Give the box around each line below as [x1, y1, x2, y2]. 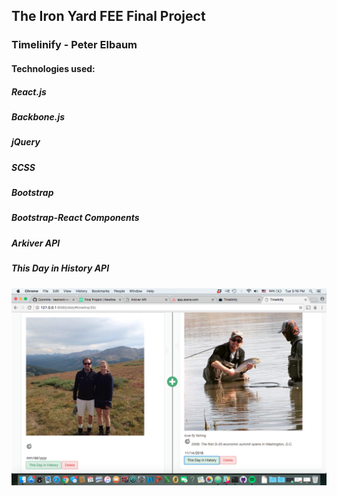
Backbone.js [11, 110, 66, 123]
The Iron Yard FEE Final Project [11, 8, 206, 25]
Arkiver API [11, 237, 61, 249]
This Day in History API [11, 262, 110, 274]
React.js [11, 85, 47, 98]
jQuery [11, 136, 41, 148]
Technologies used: [11, 62, 96, 74]
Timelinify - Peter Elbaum [11, 38, 138, 52]
